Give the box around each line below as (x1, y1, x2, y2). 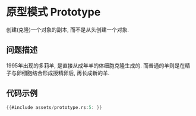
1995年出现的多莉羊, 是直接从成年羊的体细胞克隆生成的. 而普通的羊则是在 (6, 62, 185, 69)
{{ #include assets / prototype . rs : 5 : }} (6, 104, 102, 110)
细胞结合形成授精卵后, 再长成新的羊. (21, 69, 110, 76)
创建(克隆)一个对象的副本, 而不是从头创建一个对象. (6, 26, 129, 33)
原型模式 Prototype (6, 5, 101, 19)
